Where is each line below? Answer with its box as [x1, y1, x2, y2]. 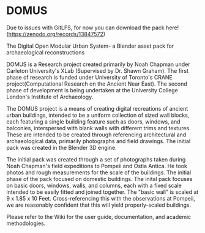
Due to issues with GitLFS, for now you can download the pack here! [6, 24, 179, 31]
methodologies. [6, 220, 46, 227]
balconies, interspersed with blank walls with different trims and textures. [6, 124, 191, 131]
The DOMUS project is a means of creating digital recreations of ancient [6, 105, 188, 112]
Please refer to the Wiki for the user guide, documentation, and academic [6, 213, 192, 220]
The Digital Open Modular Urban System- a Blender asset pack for [6, 42, 174, 50]
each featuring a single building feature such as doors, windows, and [6, 117, 181, 125]
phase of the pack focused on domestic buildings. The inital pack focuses [6, 175, 193, 182]
